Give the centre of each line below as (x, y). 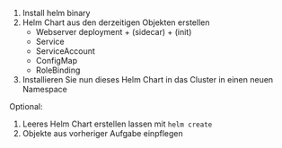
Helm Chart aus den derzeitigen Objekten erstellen (116, 22)
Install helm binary (56, 13)
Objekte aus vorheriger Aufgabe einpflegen (102, 133)
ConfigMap (57, 61)
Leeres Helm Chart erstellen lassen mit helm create (117, 124)
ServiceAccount (66, 51)
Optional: (26, 106)
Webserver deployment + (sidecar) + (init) (114, 32)
